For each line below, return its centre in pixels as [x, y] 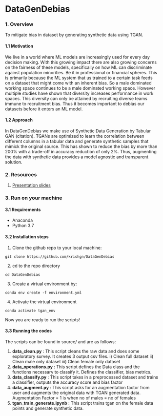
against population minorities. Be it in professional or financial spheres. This [81, 72]
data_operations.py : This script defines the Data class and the [76, 367]
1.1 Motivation [19, 46]
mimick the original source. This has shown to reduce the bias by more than [81, 146]
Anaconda [22, 220]
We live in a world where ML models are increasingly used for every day [78, 57]
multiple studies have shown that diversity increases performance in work [79, 93]
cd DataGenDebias [23, 274]
